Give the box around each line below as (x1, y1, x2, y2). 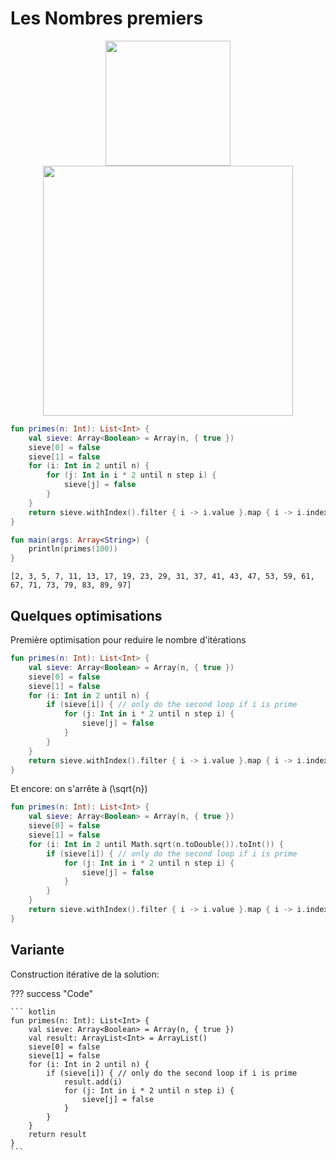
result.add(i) (63, 1077, 123, 1087)
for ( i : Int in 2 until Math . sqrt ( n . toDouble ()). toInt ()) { (28, 839, 284, 849)
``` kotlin (10, 1007, 56, 1017)
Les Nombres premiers (10, 7, 204, 30)
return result (28, 1129, 87, 1139)
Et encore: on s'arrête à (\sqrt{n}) (10, 783, 148, 795)
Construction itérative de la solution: (10, 968, 160, 980)
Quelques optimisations (10, 607, 163, 624)
